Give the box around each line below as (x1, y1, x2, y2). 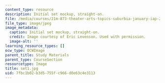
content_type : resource (5, 7, 54, 12)
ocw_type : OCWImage (5, 48, 45, 53)
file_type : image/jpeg (5, 21, 52, 26)
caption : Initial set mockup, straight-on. (9, 30, 100, 35)
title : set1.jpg (5, 66, 38, 71)
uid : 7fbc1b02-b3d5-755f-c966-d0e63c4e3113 (5, 71, 96, 76)
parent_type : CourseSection (5, 57, 63, 62)
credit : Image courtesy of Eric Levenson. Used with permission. (9, 35, 146, 40)
